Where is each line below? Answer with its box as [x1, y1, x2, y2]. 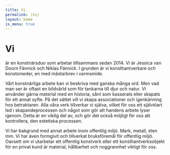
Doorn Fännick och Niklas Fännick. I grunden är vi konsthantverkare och [5, 65, 156, 71]
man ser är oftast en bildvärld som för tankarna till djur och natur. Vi [5, 86, 146, 92]
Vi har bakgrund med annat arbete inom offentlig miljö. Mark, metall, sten [5, 128, 158, 134]
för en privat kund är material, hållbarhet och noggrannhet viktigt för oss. [5, 144, 157, 150]
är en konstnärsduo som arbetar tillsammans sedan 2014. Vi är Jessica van [5, 60, 162, 66]
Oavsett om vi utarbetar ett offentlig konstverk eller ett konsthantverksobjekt [5, 138, 165, 144]
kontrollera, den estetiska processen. [5, 118, 82, 124]
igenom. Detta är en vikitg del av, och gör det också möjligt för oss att [5, 113, 150, 119]
